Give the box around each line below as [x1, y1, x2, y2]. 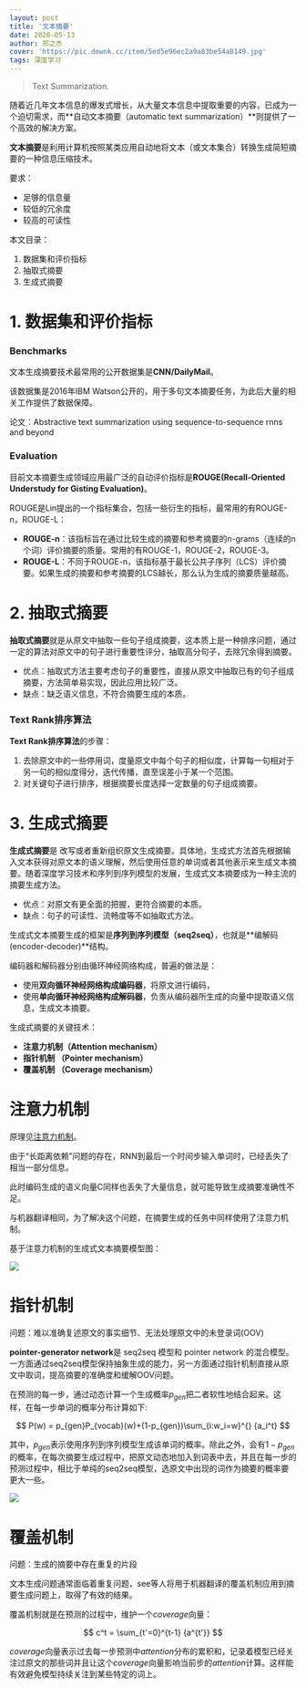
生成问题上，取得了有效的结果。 [16, 1590, 138, 1600]
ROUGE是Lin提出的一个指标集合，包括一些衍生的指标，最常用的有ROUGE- [9, 502, 289, 513]
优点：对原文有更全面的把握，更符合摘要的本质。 [22, 898, 207, 909]
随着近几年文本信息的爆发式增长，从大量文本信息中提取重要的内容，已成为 [9, 99, 289, 110]
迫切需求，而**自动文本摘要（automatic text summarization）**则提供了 [16, 111, 289, 121]
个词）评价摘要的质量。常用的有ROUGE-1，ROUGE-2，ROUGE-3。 [22, 544, 275, 555]
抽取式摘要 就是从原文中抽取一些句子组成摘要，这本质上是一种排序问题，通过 [9, 635, 297, 646]
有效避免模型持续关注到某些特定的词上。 [9, 1669, 161, 1680]
